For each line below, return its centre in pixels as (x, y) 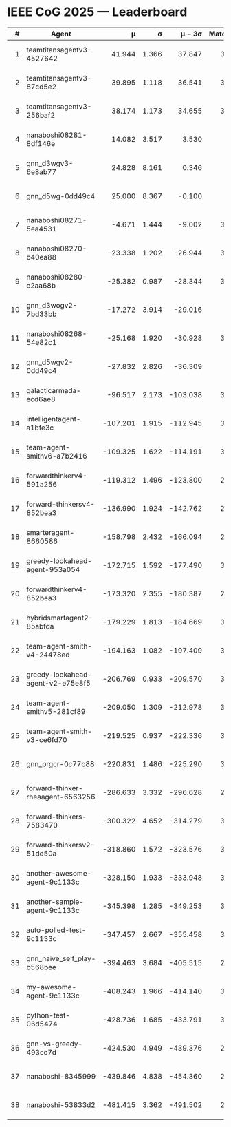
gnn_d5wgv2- (50, 362)
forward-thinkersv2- (60, 845)
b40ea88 (42, 257)
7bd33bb (42, 314)
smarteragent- (51, 532)
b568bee (42, 967)
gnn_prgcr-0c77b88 (60, 763)
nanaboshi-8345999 (61, 1076)
